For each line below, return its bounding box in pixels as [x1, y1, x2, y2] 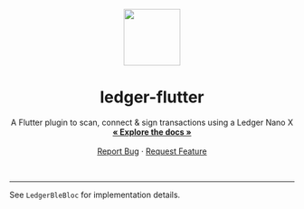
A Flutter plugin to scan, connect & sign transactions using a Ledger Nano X [10, 117, 294, 128]
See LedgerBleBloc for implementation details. [9, 189, 181, 200]
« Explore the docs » [112, 126, 192, 138]
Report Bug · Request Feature [97, 146, 207, 157]
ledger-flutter [100, 87, 204, 108]
